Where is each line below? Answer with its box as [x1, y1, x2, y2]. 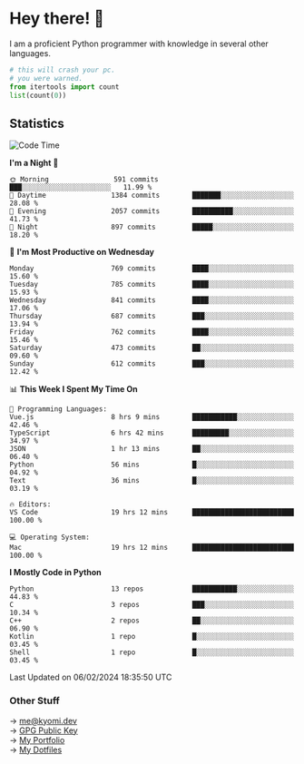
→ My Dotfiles [9, 744, 63, 755]
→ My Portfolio [9, 734, 65, 745]
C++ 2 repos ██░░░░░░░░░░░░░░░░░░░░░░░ [9, 616, 295, 625]
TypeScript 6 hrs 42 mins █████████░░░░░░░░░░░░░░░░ [9, 428, 295, 438]
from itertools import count [9, 82, 120, 92]
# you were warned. [9, 73, 83, 83]
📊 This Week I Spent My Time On [9, 384, 138, 395]
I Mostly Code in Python [9, 567, 102, 578]
